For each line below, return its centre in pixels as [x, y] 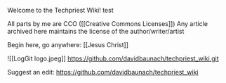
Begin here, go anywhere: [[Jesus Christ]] [68, 45]
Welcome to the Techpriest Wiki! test [60, 10]
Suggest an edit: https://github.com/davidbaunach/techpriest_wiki [103, 72]
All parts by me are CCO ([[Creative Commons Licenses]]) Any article [108, 24]
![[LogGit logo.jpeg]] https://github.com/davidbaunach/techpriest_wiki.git [113, 58]
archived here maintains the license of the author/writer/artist [96, 31]
